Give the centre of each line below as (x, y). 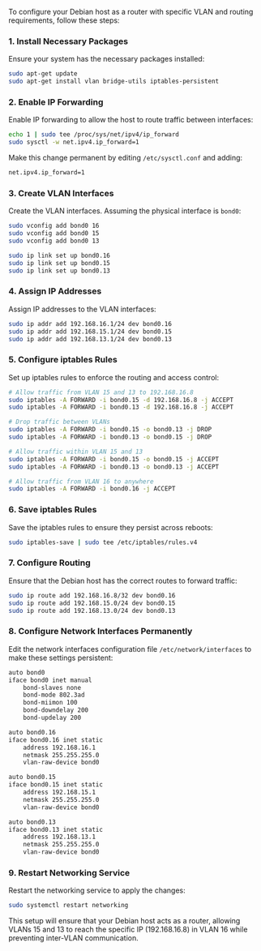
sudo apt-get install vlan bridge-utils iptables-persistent (114, 81)
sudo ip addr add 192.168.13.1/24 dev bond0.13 (90, 339)
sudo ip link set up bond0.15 (60, 263)
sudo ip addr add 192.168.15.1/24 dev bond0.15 (90, 332)
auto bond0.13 (32, 822)
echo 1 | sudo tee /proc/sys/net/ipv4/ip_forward (94, 135)
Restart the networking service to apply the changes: (97, 890)
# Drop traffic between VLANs (60, 422)
